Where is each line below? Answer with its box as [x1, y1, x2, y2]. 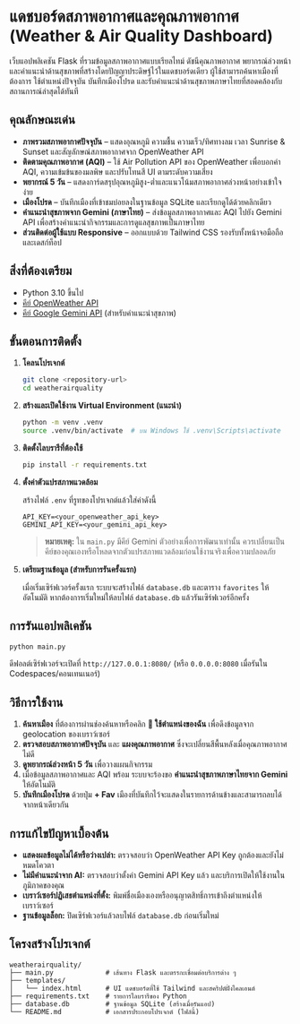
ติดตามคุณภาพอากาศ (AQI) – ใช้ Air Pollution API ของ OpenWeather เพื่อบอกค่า [21, 156, 281, 167]
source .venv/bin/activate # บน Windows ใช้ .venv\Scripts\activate [21, 426, 281, 435]
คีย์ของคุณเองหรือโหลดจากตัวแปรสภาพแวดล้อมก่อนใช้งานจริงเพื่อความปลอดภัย [44, 546, 276, 556]
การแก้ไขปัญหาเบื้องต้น [9, 826, 109, 841]
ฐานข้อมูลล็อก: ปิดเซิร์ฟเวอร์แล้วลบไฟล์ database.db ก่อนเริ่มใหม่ [21, 910, 219, 921]
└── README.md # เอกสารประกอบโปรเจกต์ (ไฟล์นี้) [9, 1007, 200, 1016]
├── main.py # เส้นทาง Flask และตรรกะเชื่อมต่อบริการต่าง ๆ [9, 968, 236, 977]
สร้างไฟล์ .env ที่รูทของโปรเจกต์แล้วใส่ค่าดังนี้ [21, 495, 157, 505]
